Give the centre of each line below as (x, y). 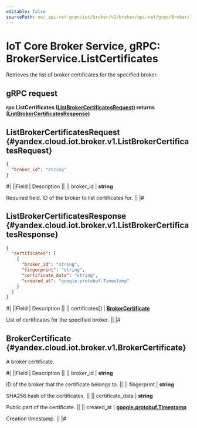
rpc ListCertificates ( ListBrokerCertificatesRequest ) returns (81, 108)
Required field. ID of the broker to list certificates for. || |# (75, 198)
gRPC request (32, 93)
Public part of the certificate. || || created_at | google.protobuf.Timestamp (96, 407)
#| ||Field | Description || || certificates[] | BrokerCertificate (78, 309)
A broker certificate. (30, 362)
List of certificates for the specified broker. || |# (63, 320)
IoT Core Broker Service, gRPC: (83, 46)
